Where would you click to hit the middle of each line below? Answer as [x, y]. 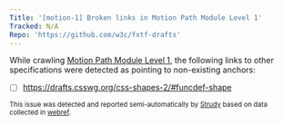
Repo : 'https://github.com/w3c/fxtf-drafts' [95, 34]
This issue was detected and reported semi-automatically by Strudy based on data [139, 105]
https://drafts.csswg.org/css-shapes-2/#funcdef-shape [127, 88]
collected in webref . [40, 113]
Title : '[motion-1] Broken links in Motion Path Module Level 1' [136, 18]
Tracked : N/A [34, 26]
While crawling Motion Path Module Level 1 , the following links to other [142, 61]
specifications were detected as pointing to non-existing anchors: [133, 70]
